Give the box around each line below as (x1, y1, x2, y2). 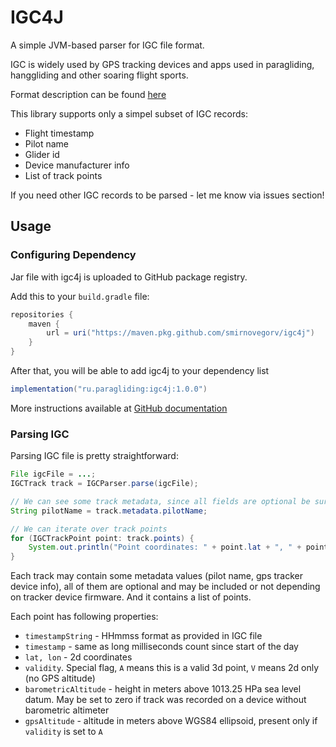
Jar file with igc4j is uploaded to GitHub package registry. (10, 271, 248, 283)
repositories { (10, 309, 74, 320)
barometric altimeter (24, 704, 110, 716)
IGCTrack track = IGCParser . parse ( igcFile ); (10, 479, 199, 489)
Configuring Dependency (10, 248, 137, 262)
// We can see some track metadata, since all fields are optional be (10, 496, 311, 506)
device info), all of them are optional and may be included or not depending (10, 581, 321, 593)
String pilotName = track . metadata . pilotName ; (10, 506, 208, 516)
